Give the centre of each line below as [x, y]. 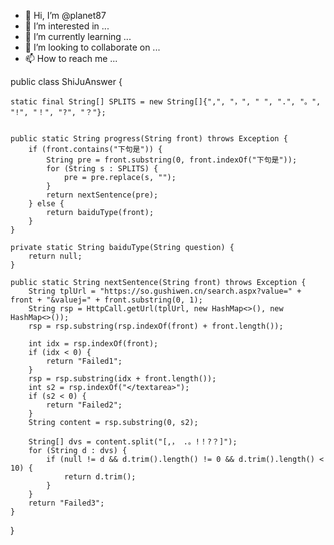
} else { [46, 204]
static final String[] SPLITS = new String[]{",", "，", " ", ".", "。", [166, 102]
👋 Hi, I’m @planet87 [65, 15]
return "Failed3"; [66, 503]
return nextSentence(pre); [102, 195]
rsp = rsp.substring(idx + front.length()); [122, 379]
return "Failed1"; [84, 361]
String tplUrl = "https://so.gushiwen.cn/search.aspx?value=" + [165, 291]
